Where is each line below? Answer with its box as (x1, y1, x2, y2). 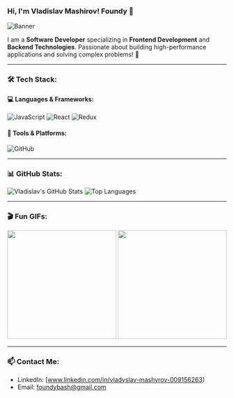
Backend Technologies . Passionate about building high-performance (7, 43, 207, 51)
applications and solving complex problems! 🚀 (7, 50, 139, 58)
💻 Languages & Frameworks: (7, 95, 94, 103)
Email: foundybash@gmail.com (17, 383, 107, 391)
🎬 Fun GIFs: (7, 212, 47, 221)
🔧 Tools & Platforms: (7, 129, 68, 138)
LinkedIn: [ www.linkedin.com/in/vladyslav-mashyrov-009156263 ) (17, 375, 205, 383)
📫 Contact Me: (7, 357, 60, 367)
